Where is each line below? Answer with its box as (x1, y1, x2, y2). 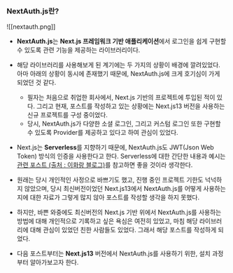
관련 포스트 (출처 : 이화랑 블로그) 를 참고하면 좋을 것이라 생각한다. (16, 161, 193, 169)
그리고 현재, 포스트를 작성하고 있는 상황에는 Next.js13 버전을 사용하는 (36, 102, 225, 110)
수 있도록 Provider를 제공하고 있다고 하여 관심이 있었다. (27, 128, 179, 137)
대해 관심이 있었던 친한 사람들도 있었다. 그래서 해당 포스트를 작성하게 (29, 226, 217, 234)
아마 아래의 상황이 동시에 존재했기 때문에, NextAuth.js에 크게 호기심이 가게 (16, 69, 220, 78)
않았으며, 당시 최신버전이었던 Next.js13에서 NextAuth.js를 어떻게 (24, 185, 202, 193)
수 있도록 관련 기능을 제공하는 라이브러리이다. (16, 46, 141, 54)
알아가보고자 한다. (29, 258, 79, 267)
